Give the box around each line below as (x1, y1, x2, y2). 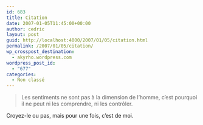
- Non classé (12, 77, 45, 83)
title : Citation (6, 15, 47, 21)
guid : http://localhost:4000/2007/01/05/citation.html (6, 37, 148, 43)
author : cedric (6, 26, 45, 32)
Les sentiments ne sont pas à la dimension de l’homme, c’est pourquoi (21, 94, 198, 101)
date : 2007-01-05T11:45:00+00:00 (6, 20, 91, 26)
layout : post (6, 32, 40, 38)
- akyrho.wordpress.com (12, 54, 72, 60)
